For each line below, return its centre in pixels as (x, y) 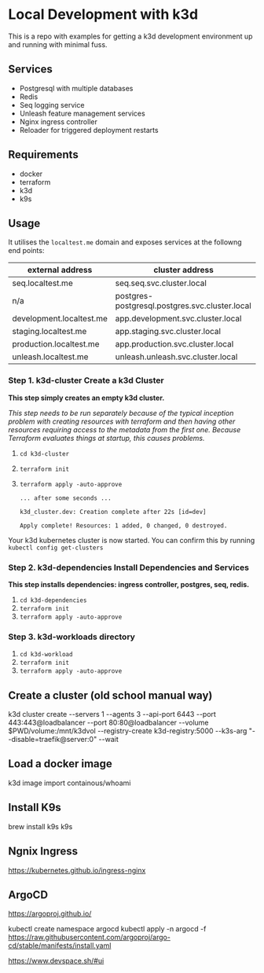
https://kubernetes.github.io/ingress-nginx (77, 870)
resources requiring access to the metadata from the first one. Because (125, 429)
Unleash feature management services (82, 113)
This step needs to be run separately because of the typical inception (121, 413)
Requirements (43, 155)
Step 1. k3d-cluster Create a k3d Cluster (86, 380)
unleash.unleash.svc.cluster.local (176, 357)
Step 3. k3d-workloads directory (72, 637)
